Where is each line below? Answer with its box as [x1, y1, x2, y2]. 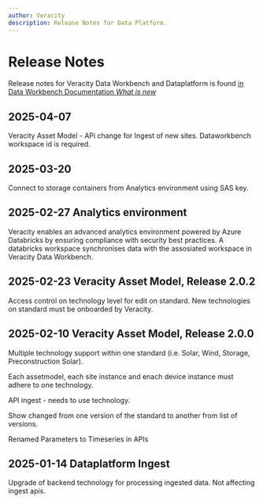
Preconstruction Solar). [8, 356, 83, 366]
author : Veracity [8, 11, 65, 20]
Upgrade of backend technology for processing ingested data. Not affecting [8, 478, 255, 487]
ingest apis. [8, 486, 46, 496]
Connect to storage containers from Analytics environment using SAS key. [8, 183, 250, 193]
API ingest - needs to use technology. [8, 395, 131, 404]
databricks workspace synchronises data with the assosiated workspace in [8, 244, 252, 253]
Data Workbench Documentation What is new [8, 88, 157, 97]
